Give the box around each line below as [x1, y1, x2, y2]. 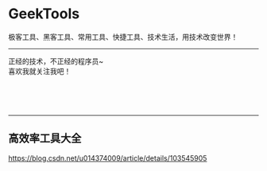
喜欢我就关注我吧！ [8, 66, 72, 76]
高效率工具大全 [8, 132, 82, 146]
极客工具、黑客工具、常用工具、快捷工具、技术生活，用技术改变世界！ [8, 32, 238, 41]
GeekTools [8, 5, 80, 23]
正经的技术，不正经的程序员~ [8, 56, 104, 66]
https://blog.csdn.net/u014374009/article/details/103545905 [8, 153, 207, 163]
